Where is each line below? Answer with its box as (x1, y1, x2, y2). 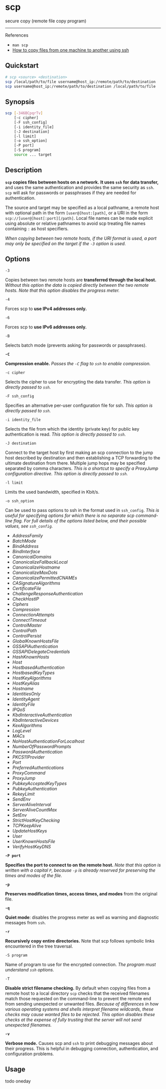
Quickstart (5, 62, 39, 70)
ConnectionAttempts (12, 612, 54, 618)
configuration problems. (5, 1051, 54, 1057)
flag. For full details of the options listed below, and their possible (13, 517, 147, 523)
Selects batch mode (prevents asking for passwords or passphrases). (5, 342, 147, 348)
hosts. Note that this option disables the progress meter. (5, 287, 120, 293)
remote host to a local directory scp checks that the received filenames (5, 990, 150, 996)
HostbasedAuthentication (12, 664, 65, 670)
